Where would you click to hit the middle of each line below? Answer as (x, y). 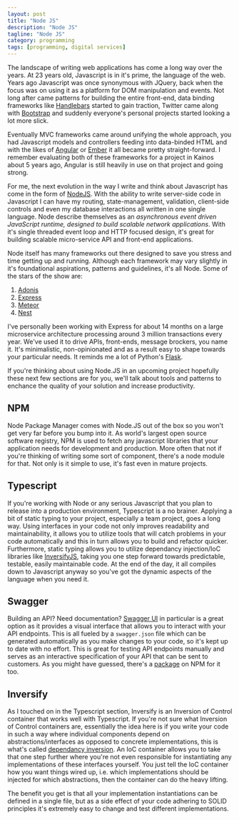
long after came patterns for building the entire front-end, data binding (111, 98)
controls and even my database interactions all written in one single (106, 209)
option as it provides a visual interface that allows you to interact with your (117, 626)
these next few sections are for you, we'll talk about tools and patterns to (115, 378)
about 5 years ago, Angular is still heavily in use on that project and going (115, 165)
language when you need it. (48, 579)
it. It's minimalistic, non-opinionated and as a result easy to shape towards (117, 349)
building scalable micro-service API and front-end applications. (101, 239)
